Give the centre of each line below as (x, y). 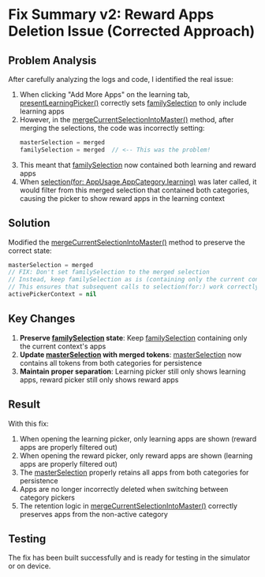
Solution (29, 223)
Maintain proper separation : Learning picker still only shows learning (132, 371)
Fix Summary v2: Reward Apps (111, 15)
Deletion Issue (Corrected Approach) (132, 31)
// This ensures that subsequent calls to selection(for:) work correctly (134, 287)
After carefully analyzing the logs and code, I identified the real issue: (121, 79)
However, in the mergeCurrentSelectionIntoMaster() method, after (127, 119)
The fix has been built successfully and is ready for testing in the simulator (129, 558)
